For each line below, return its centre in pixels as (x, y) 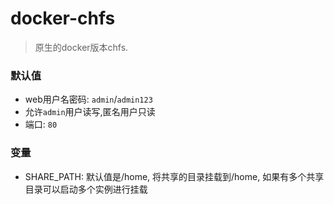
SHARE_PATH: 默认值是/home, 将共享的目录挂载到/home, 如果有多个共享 (174, 176)
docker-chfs (63, 18)
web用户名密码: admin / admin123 (88, 99)
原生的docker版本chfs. (81, 47)
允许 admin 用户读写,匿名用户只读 (90, 112)
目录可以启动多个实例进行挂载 (86, 189)
